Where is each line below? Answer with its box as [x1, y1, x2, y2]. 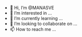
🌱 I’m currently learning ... [9, 15, 63, 21]
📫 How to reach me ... [9, 26, 56, 32]
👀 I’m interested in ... [9, 10, 52, 16]
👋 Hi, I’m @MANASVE [9, 5, 55, 10]
